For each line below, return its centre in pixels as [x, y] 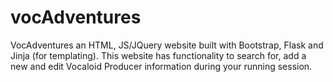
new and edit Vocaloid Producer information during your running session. [161, 66]
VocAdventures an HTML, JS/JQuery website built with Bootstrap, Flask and [167, 45]
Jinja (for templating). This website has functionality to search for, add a [158, 55]
